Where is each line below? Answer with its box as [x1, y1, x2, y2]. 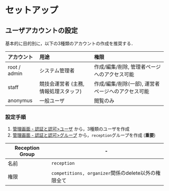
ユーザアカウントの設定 [5, 26, 78, 35]
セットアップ [5, 5, 59, 16]
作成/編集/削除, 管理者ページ [94, 63, 161, 70]
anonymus [8, 97, 33, 104]
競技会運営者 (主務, [39, 80, 84, 87]
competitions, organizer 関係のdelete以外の [51, 169, 156, 176]
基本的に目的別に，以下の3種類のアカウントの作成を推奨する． [5, 41, 136, 46]
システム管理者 [39, 67, 75, 74]
